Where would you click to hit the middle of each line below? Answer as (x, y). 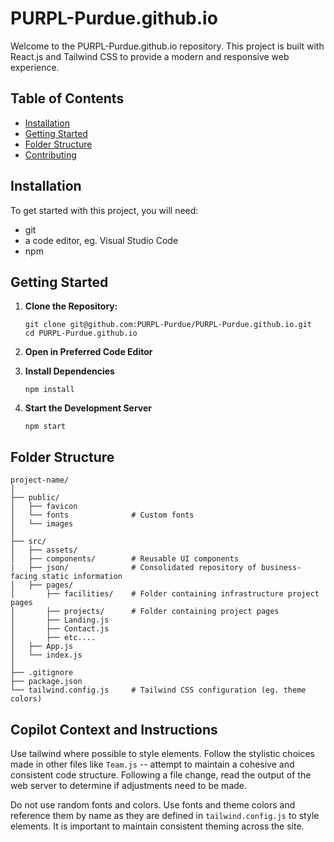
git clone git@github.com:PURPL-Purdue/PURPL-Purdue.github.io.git (168, 325)
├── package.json (46, 682)
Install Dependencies (69, 371)
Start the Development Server (88, 408)
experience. (35, 67)
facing (24, 577)
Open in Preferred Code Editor (88, 352)
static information (82, 577)
